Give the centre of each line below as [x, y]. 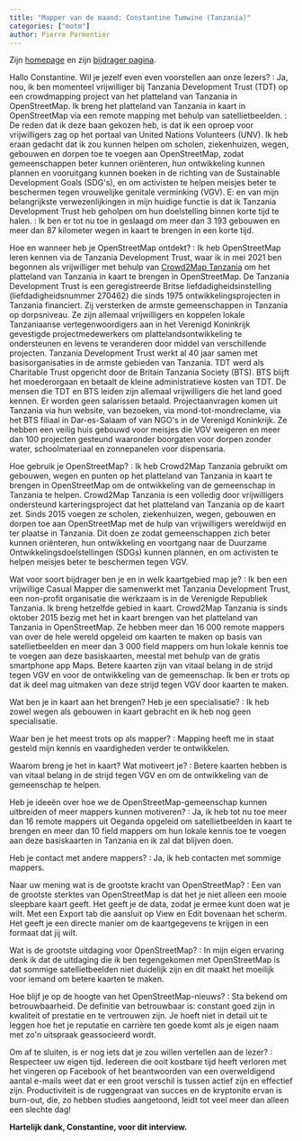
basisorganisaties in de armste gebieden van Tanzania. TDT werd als [137, 363]
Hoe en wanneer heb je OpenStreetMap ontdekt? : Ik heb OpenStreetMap [145, 248]
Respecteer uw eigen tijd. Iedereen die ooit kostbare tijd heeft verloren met [148, 1062]
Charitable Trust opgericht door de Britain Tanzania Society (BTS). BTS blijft [149, 372]
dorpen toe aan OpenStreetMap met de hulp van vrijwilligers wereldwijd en [148, 524]
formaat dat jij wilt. [44, 933]
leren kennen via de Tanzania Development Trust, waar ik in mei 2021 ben [146, 258]
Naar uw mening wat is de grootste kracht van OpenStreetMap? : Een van [145, 885]
